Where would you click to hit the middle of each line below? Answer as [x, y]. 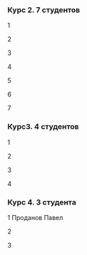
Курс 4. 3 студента [42, 202]
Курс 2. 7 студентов [44, 10]
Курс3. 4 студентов [43, 127]
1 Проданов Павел [35, 217]
